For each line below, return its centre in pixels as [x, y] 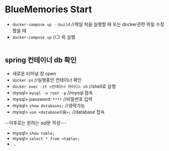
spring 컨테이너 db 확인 [41, 60]
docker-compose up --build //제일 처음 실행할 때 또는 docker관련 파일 [83, 24]
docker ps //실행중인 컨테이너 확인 [47, 80]
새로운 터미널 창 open [34, 73]
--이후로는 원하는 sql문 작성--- [36, 123]
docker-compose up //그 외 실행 [44, 37]
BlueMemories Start [49, 9]
